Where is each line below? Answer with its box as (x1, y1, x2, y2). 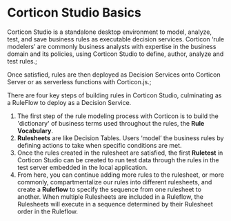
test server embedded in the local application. (17, 163, 148, 171)
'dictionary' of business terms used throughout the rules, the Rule (17, 119, 205, 127)
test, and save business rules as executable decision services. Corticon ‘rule (7, 35, 225, 43)
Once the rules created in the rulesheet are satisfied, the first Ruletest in (17, 148, 223, 157)
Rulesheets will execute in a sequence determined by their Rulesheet (17, 200, 214, 208)
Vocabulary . (17, 126, 54, 135)
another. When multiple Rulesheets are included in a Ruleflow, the (17, 192, 203, 201)
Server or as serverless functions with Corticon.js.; (7, 77, 152, 86)
